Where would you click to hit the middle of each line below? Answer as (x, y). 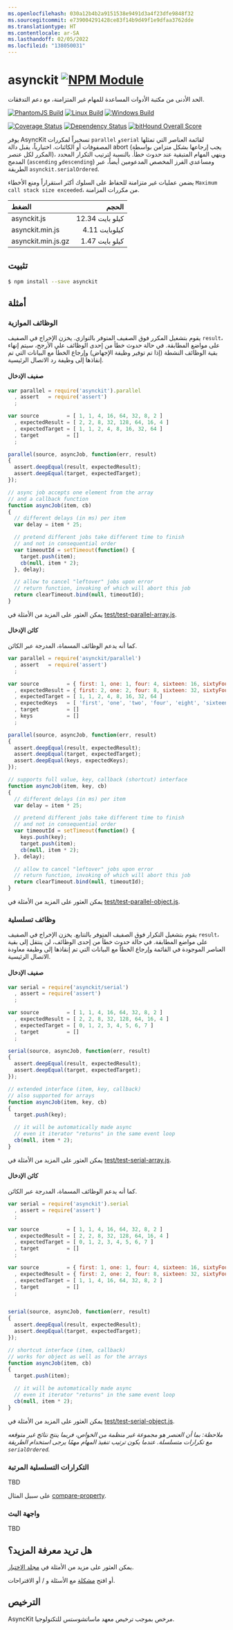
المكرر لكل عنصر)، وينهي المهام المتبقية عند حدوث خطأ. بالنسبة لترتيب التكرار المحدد (117, 154)
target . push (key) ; (41, 1115)
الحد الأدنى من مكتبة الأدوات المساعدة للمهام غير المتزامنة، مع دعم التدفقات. (106, 99)
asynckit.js (29, 218)
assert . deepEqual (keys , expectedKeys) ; (72, 761)
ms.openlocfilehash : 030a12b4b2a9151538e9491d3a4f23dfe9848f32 (101, 14)
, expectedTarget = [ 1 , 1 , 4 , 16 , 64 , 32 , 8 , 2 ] (88, 1280)
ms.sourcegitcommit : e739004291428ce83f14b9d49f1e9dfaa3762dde (101, 20)
